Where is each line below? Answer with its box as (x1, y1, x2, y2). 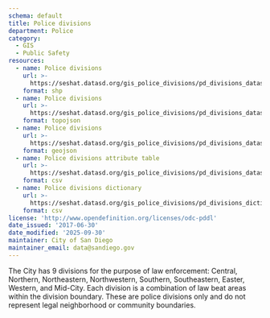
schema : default (8, 11, 63, 20)
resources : (8, 57, 45, 65)
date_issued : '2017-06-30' (8, 221, 99, 229)
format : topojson (22, 117, 81, 125)
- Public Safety (15, 49, 70, 57)
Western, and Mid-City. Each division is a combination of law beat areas (8, 283, 247, 292)
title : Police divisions (8, 19, 92, 27)
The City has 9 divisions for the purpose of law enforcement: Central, (8, 266, 238, 275)
